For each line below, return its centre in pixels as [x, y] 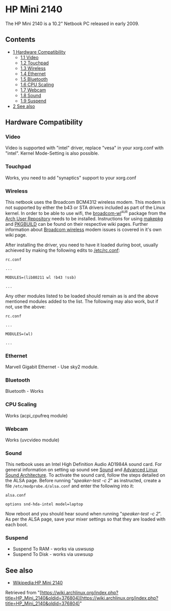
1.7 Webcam [33, 90]
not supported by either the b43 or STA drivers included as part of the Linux [85, 207]
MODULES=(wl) [19, 334]
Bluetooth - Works [25, 391]
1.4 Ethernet [33, 74]
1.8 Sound [31, 95]
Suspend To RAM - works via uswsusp [53, 549]
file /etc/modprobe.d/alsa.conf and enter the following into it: [70, 486]
